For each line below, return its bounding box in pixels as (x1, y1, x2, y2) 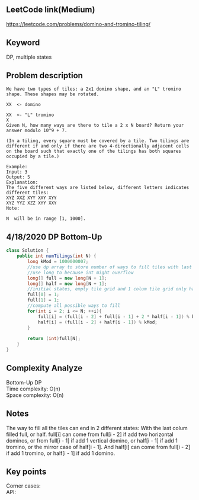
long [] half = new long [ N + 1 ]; (27, 281, 108, 287)
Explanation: (6, 180, 38, 185)
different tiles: (6, 190, 49, 196)
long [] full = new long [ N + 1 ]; (27, 275, 108, 281)
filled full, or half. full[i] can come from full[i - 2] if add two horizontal (6, 431, 174, 438)
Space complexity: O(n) (6, 391, 64, 399)
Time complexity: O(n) (6, 385, 61, 392)
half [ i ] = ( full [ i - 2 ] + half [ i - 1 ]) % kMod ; (37, 319, 158, 325)
